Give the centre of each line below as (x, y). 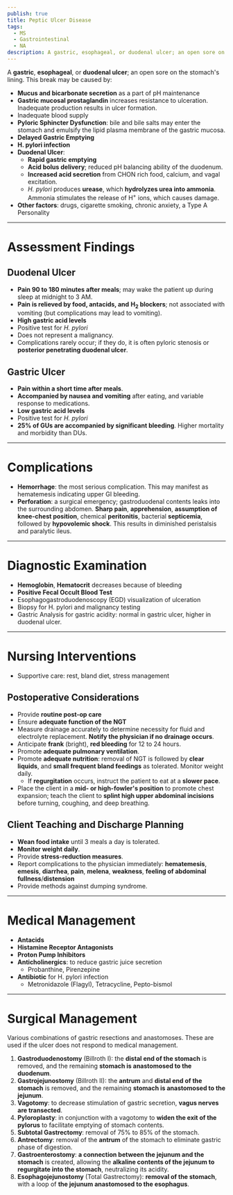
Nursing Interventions (72, 657)
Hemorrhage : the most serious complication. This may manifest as (113, 487)
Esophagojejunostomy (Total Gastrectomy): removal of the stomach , (117, 1177)
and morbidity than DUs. (52, 433)
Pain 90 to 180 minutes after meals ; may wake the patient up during (115, 289)
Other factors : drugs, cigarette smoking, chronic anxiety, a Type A (112, 205)
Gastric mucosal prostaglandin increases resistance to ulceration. (112, 100)
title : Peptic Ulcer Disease (49, 20)
